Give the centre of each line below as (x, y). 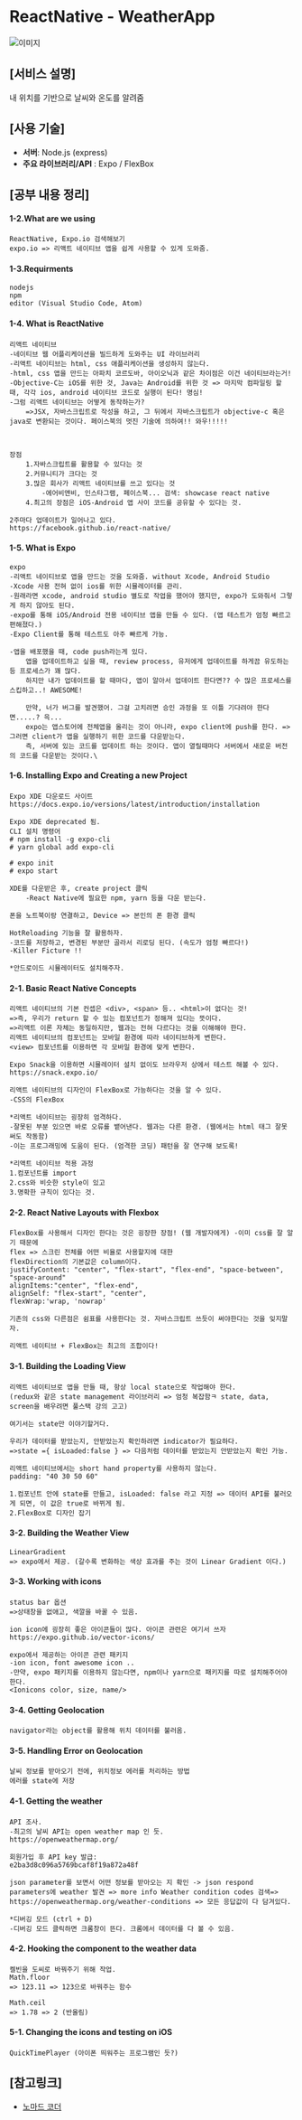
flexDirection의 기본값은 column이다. (76, 1262)
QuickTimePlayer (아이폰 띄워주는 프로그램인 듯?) (94, 2053)
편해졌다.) (26, 624)
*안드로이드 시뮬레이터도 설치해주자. (67, 968)
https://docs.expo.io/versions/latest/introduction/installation (134, 804)
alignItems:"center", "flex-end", (74, 1286)
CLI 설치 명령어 (35, 831)
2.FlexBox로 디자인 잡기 (50, 1513)
